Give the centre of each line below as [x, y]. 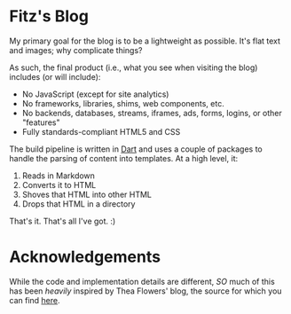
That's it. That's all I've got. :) [63, 221]
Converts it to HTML [59, 184]
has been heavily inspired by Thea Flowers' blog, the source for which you [145, 291]
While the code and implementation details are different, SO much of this [142, 281]
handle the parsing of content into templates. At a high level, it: [124, 158]
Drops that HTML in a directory [79, 204]
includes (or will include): [55, 76]
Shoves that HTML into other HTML [87, 194]
